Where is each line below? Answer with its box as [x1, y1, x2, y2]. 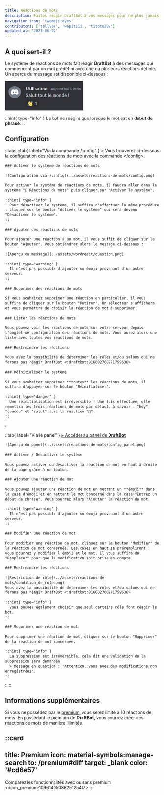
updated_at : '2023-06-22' [5, 29, 58, 34]
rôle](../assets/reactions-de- [42, 575, 107, 580]
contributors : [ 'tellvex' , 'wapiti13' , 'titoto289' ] [5, 24, 115, 29]
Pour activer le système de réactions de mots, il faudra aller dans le [5, 182, 157, 188]
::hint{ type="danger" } [5, 394, 56, 399]
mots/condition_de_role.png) [5, 580, 65, 585]
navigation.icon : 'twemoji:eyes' [5, 18, 74, 23]
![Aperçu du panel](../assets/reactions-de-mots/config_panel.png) [5, 442, 146, 447]
